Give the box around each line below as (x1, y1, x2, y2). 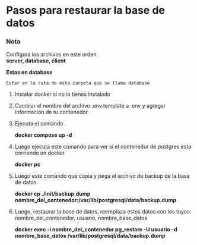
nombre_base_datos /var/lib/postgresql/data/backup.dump (14, 233, 166, 240)
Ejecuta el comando (14, 120, 63, 127)
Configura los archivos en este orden (6, 51, 97, 58)
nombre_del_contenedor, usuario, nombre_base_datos (14, 215, 148, 222)
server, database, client (6, 57, 66, 64)
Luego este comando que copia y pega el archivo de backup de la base (14, 172, 190, 180)
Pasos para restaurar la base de (6, 4, 165, 17)
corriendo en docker (14, 149, 65, 156)
